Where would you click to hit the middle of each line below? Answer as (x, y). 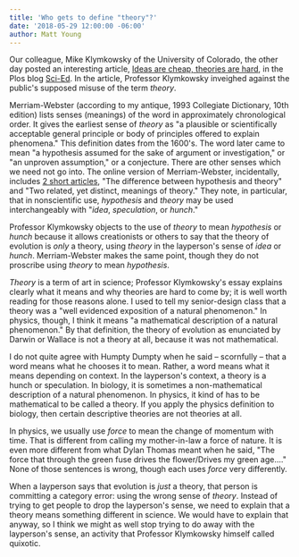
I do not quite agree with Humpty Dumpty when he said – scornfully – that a (148, 357)
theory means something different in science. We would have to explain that (149, 515)
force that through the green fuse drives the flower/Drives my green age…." (148, 460)
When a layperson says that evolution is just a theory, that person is (134, 486)
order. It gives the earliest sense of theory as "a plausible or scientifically (143, 124)
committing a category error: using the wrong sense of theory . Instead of (144, 496)
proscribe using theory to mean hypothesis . (89, 266)
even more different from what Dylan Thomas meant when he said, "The (142, 450)
